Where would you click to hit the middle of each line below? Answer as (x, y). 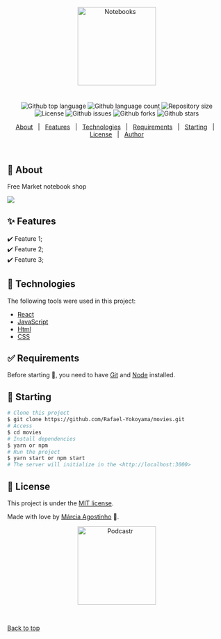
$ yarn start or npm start (46, 458)
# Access (20, 426)
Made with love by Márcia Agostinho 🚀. (63, 516)
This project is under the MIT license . (60, 503)
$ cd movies (24, 432)
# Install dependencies (42, 439)
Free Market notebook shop (47, 187)
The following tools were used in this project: (72, 301)
